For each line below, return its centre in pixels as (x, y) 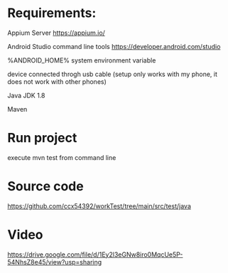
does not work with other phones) (57, 81)
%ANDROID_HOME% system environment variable (82, 60)
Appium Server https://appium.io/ (56, 33)
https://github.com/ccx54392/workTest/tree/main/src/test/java (99, 206)
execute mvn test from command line (62, 157)
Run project (42, 138)
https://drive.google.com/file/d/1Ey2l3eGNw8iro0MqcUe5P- (95, 255)
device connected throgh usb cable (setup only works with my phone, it (113, 74)
